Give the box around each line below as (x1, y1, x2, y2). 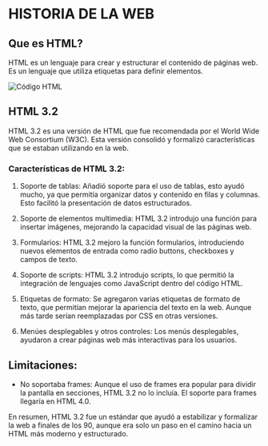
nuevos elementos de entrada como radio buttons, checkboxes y (19, 246, 234, 256)
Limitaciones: (8, 358, 78, 372)
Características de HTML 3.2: (8, 163, 126, 174)
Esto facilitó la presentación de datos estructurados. (19, 198, 192, 208)
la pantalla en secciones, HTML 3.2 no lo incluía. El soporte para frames (19, 388, 258, 397)
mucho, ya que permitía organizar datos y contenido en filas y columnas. (19, 189, 260, 200)
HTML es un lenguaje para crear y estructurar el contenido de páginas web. (8, 58, 258, 67)
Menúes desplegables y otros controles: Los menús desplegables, (19, 327, 239, 336)
